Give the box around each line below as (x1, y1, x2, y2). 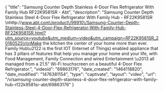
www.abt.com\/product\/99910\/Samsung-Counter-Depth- (21, 19, 140, 25)
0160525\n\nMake (5, 40, 42, 46)
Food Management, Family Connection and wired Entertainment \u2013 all (5, 56, 155, 61)
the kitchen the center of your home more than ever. (43, 40, 148, 46)
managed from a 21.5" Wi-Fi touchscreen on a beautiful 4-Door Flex (5, 61, 142, 67)
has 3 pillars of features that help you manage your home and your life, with (5, 51, 158, 56)
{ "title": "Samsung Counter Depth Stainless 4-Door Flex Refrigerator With (5, 4, 154, 10)
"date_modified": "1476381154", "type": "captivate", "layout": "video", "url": (5, 72, 157, 77)
